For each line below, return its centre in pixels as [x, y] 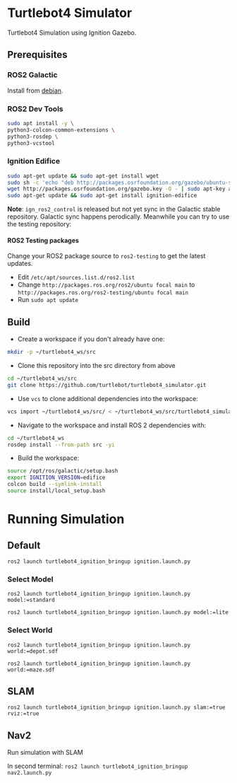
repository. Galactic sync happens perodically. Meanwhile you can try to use [119, 216]
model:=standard [31, 600]
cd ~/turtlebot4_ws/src [42, 379]
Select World [30, 630]
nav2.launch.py [30, 773]
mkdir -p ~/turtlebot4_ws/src [52, 352]
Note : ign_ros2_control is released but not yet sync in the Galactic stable [114, 209]
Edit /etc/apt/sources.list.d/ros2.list [76, 277]
